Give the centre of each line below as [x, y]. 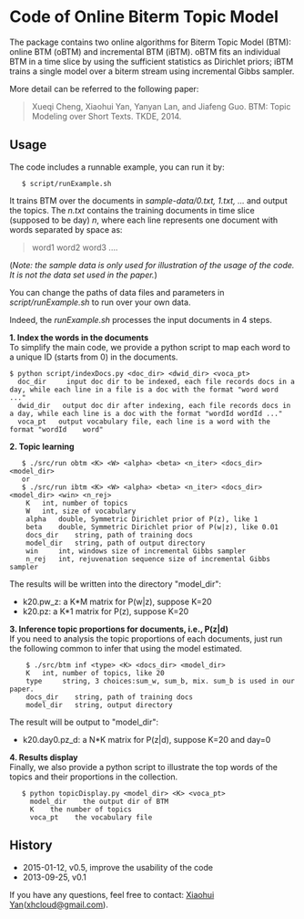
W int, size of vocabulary [81, 511]
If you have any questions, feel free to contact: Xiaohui [112, 894]
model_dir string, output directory [99, 705]
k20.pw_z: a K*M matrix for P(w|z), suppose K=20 [117, 601]
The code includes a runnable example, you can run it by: [117, 167]
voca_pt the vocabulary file [91, 817]
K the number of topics [81, 809]
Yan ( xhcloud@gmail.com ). [59, 904]
